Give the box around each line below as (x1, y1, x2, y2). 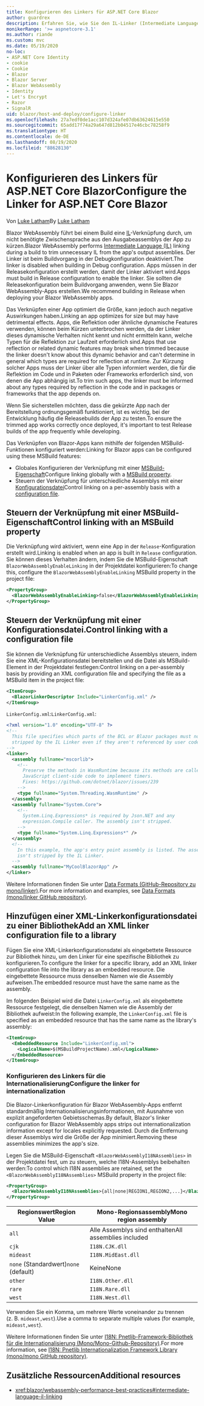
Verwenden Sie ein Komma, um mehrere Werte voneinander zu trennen (6, 1308, 185, 1316)
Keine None (89, 1264, 121, 1273)
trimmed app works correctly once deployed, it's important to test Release (6, 421, 192, 428)
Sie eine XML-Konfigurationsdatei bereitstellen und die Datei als (6, 656, 166, 664)
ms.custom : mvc (6, 37, 45, 43)
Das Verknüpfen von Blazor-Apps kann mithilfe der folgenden (6, 439, 160, 447)
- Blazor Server (6, 77, 47, 83)
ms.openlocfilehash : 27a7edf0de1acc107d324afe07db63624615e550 (6, 116, 170, 122)
